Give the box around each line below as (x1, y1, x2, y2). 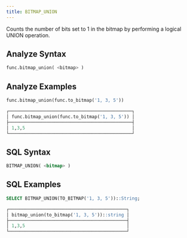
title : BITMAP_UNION (6, 8, 58, 15)
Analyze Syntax (6, 49, 67, 59)
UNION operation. (6, 31, 50, 39)
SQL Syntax (6, 147, 51, 157)
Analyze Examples (6, 82, 77, 92)
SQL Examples (6, 179, 62, 189)
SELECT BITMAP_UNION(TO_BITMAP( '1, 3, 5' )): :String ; (6, 195, 140, 201)
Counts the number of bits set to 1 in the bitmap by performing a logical (6, 25, 182, 32)
